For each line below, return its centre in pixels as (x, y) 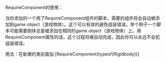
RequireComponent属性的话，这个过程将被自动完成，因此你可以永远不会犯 (82, 37)
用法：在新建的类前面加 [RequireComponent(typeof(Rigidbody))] (72, 54)
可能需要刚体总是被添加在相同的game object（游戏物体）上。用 (75, 31)
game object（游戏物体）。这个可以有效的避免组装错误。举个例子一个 (85, 24)
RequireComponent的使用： (34, 7)
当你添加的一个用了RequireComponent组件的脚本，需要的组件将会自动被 (80, 18)
